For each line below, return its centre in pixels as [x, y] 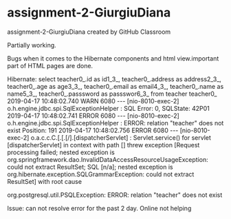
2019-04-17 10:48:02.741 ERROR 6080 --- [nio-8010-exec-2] [93, 116]
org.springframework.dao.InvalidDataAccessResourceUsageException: [108, 159]
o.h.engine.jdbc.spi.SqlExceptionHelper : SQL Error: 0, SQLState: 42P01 [108, 108]
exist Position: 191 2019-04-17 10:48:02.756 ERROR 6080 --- [93, 130]
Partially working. [32, 45]
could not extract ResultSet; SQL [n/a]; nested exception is [90, 167]
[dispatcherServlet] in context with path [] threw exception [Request [103, 145]
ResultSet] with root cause [45, 181]
